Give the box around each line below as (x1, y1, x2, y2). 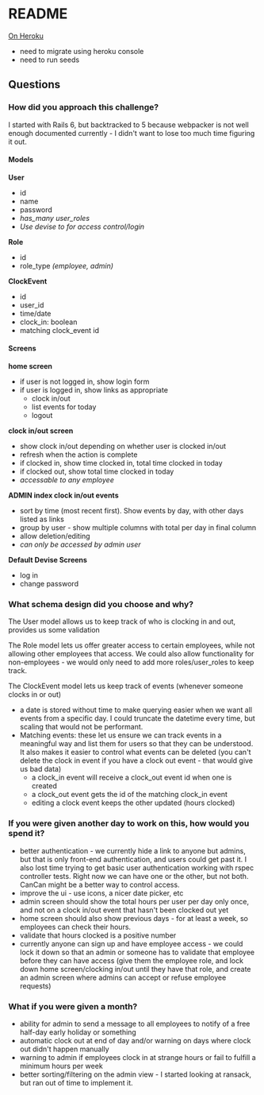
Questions (8, 78, 61, 91)
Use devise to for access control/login (19, 222, 145, 231)
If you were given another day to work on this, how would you (8, 818, 250, 829)
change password (19, 579, 79, 589)
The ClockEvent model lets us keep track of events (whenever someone (8, 681, 243, 691)
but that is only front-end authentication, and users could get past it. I (19, 854, 247, 864)
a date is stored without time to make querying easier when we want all (19, 705, 252, 715)
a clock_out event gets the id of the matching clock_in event (31, 790, 228, 799)
